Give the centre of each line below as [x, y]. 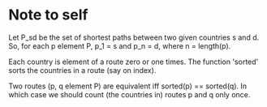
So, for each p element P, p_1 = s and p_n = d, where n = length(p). [120, 45]
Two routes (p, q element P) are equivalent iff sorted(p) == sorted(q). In [128, 86]
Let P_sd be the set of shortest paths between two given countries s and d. [134, 37]
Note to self [48, 15]
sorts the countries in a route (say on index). [82, 70]
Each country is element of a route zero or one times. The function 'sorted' [133, 62]
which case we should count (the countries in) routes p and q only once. [129, 94]
